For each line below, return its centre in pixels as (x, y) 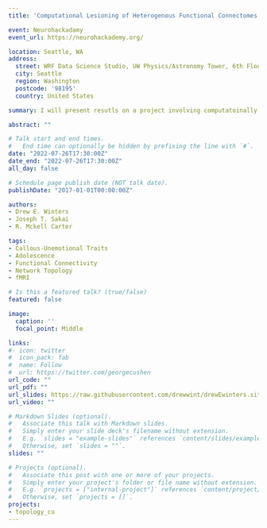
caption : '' (35, 321)
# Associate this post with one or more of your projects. (112, 475)
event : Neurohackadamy (46, 30)
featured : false (35, 300)
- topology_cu (32, 512)
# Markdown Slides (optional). (60, 416)
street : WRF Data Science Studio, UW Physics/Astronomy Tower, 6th (130, 67)
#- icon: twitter (37, 350)
